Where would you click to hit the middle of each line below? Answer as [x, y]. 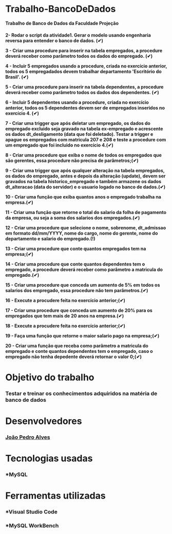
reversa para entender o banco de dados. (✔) [54, 40]
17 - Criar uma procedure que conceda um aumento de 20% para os [79, 310]
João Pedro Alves [28, 437]
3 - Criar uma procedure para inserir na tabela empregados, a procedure [84, 50]
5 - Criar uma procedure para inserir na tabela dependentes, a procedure [84, 87]
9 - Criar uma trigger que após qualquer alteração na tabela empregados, [85, 170]
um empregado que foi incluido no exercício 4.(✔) [60, 145]
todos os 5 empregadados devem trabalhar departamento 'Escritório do [83, 71]
